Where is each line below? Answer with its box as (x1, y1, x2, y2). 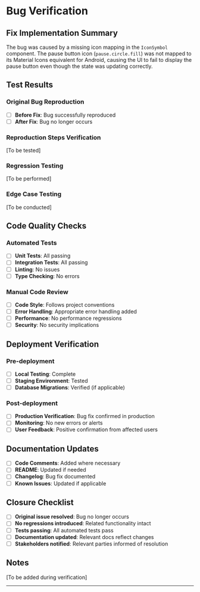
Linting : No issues (14, 266, 60, 273)
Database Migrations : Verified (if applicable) (14, 384, 125, 391)
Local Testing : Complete (14, 370, 76, 378)
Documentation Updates (6, 444, 99, 454)
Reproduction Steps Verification (6, 133, 101, 141)
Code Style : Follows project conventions (14, 301, 115, 308)
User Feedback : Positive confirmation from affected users (14, 426, 158, 433)
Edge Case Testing (6, 190, 62, 198)
